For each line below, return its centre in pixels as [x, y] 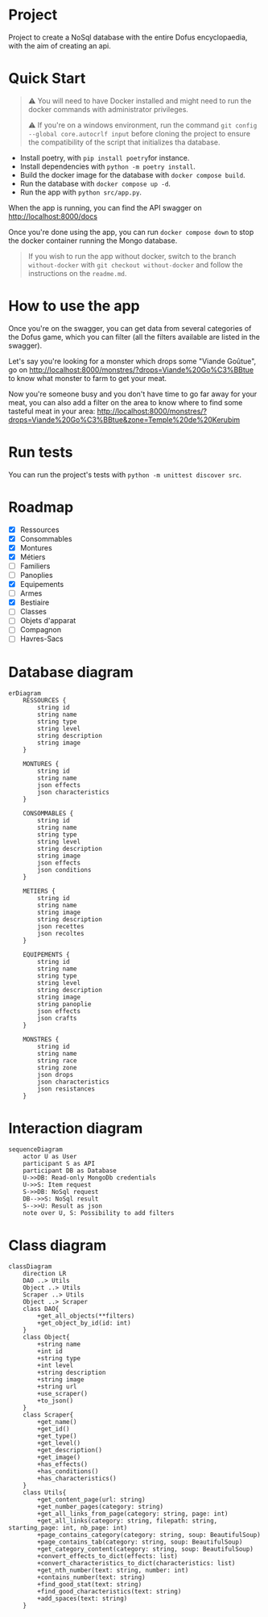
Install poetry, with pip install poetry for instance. [105, 157]
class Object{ [46, 1338]
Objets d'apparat [48, 621]
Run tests [41, 452]
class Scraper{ [48, 1415]
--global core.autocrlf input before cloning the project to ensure [139, 133]
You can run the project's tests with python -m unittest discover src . [125, 475]
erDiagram [25, 693]
